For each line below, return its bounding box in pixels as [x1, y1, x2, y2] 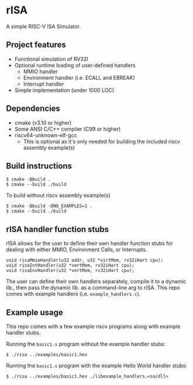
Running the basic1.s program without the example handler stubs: [6, 340, 166, 347]
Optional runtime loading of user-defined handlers [14, 62, 136, 69]
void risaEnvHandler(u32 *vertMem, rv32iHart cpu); [6, 268, 135, 274]
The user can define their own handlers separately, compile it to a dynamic [6, 278, 187, 285]
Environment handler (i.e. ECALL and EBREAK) [23, 74, 136, 81]
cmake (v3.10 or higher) [14, 119, 72, 126]
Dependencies [6, 104, 60, 114]
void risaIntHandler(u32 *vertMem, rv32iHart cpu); [6, 263, 135, 268]
